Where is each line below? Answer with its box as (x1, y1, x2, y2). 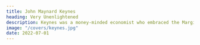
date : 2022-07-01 (6, 30, 49, 36)
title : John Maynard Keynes (6, 8, 76, 15)
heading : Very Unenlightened (6, 14, 79, 20)
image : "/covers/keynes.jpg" (6, 25, 79, 31)
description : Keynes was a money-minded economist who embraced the (6, 19, 180, 25)
